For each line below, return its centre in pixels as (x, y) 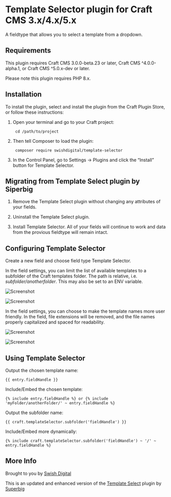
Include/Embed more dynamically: (41, 431)
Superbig (15, 489)
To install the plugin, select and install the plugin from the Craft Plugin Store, (85, 106)
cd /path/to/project (37, 132)
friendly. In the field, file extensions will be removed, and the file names (80, 317)
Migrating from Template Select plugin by (73, 181)
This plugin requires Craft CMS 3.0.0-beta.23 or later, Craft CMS (73, 63)
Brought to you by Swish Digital (38, 473)
